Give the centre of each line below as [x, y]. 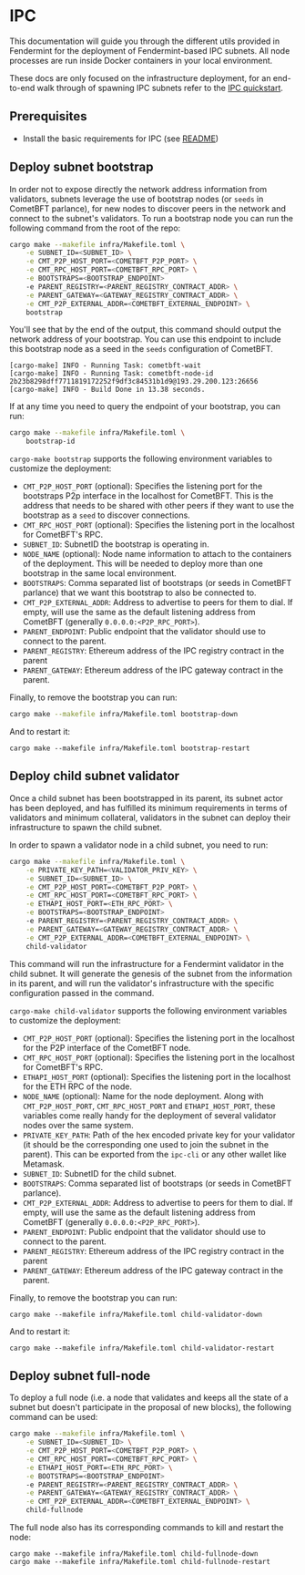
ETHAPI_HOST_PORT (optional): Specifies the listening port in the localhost [157, 1076]
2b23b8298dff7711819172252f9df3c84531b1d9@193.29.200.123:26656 [134, 382]
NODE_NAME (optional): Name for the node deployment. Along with [143, 1096]
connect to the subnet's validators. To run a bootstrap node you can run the [152, 218]
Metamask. [44, 1164]
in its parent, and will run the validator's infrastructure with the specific [142, 983]
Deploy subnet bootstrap [81, 167]
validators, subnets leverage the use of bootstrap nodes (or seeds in [137, 199]
